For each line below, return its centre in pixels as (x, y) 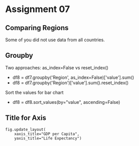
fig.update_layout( (26, 129)
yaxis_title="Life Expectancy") (48, 138)
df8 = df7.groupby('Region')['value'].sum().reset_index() (71, 83)
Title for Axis (26, 118)
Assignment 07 (38, 9)
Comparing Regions (37, 28)
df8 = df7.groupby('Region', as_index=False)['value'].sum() (73, 77)
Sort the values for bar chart (34, 92)
